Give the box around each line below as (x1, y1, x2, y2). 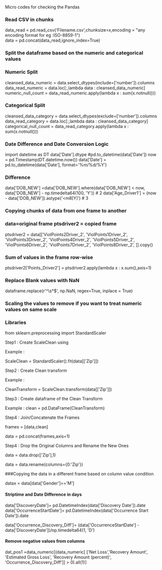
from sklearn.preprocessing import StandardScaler (5, 330, 106, 336)
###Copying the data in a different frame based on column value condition (5, 471, 154, 477)
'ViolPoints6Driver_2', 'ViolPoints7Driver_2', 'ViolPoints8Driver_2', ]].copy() (5, 242, 153, 248)
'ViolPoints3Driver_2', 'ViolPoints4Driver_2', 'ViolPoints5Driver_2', (5, 237, 135, 242)
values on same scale (5, 306, 57, 313)
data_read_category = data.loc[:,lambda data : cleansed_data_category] (5, 118, 148, 124)
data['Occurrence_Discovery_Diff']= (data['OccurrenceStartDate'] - (5, 522, 139, 528)
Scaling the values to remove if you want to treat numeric (5, 300, 142, 307)
